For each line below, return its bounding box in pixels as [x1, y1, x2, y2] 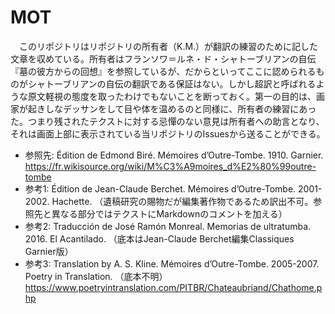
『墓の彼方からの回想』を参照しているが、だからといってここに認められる [10, 65, 317, 77]
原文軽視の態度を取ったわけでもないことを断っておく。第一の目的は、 [27, 90, 317, 102]
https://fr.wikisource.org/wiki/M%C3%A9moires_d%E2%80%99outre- [24, 160, 317, 172]
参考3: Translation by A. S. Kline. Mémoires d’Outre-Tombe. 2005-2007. [24, 257, 320, 270]
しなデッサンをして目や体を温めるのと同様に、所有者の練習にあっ [44, 102, 317, 115]
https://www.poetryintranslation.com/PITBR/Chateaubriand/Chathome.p [24, 281, 323, 293]
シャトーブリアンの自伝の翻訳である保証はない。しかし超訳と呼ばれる [27, 77, 317, 90]
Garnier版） [24, 245, 74, 257]
